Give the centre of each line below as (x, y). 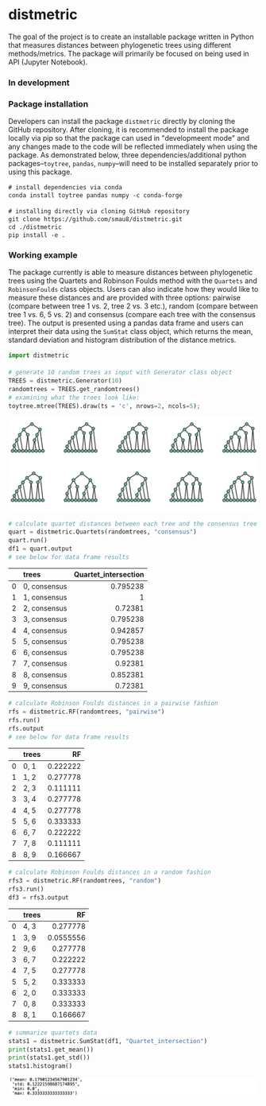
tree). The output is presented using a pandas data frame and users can (126, 323)
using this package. (40, 172)
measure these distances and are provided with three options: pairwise (124, 298)
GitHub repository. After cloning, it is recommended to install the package (128, 130)
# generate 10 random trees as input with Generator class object (120, 373)
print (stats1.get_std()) (49, 1058)
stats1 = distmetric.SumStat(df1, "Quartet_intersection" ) (108, 1041)
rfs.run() (25, 720)
